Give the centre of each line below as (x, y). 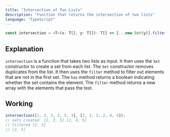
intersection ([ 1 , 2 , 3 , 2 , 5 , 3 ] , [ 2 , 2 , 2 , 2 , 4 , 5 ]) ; (65, 115)
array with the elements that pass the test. (49, 88)
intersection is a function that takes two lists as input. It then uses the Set (83, 61)
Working (19, 104)
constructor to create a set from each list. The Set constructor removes (79, 67)
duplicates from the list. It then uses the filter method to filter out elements (85, 72)
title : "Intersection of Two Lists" (44, 10)
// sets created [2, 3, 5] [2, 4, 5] (46, 120)
